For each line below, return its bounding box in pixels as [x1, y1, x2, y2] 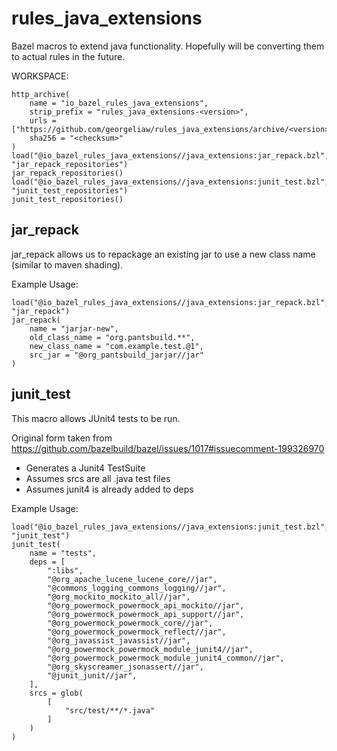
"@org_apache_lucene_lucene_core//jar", [47, 574, 218, 584]
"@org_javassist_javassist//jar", [47, 635, 191, 646]
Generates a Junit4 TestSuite [25, 462, 146, 474]
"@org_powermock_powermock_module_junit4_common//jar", [47, 653, 285, 663]
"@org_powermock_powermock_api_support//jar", [47, 609, 245, 619]
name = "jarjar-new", [29, 323, 119, 334]
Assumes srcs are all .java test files [25, 472, 171, 484]
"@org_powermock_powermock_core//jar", [47, 618, 214, 628]
